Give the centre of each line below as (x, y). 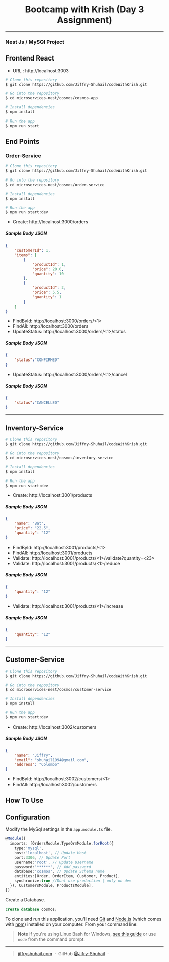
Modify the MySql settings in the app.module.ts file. (59, 829)
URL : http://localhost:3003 (40, 70)
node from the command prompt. (51, 939)
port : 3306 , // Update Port (43, 857)
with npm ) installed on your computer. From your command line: (72, 924)
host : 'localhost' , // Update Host (50, 853)
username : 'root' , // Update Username (54, 862)
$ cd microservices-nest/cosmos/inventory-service (59, 458)
